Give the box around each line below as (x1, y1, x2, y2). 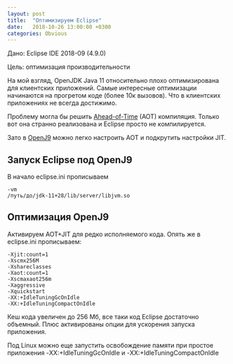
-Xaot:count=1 (7, 269, 49, 276)
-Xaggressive (7, 282, 46, 289)
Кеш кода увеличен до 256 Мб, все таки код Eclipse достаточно (7, 312, 199, 320)
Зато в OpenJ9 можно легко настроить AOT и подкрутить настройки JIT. (7, 134, 227, 142)
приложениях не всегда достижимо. (7, 99, 117, 108)
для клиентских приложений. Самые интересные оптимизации (7, 84, 197, 92)
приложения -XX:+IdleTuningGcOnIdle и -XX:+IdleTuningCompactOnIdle (7, 349, 219, 357)
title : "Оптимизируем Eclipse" (7, 17, 102, 24)
